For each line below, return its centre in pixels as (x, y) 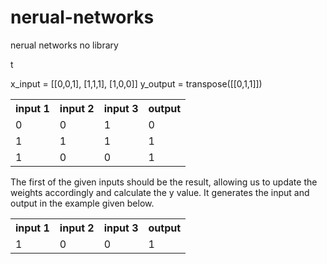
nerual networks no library (64, 45)
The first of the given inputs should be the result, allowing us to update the (164, 182)
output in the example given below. (82, 203)
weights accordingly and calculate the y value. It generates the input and (160, 192)
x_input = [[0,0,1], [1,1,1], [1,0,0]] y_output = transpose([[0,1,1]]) (136, 83)
